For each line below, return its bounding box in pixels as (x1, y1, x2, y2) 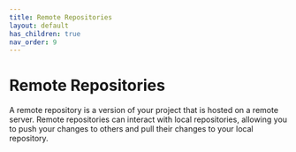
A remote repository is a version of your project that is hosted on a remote (9, 105, 279, 116)
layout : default (9, 21, 69, 30)
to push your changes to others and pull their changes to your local (9, 124, 254, 134)
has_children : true (9, 29, 81, 38)
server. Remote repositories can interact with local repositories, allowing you (9, 114, 288, 125)
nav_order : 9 (9, 37, 57, 47)
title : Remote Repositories (9, 12, 113, 22)
